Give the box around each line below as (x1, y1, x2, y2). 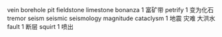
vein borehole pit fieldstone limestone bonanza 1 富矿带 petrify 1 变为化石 (7, 6, 214, 13)
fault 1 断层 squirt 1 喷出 (7, 23, 74, 30)
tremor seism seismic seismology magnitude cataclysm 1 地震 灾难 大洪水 (7, 14, 216, 22)
